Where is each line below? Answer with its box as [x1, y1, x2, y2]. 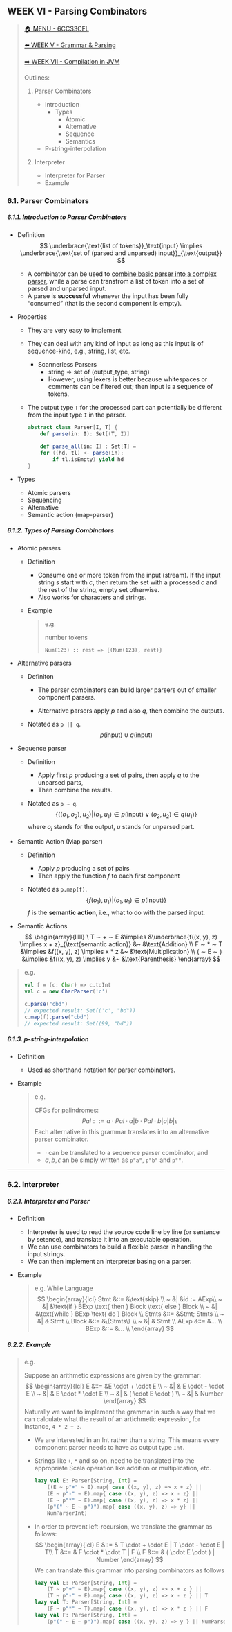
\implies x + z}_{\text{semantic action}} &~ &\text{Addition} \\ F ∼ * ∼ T [19, 940, 223, 948]
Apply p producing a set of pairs [37, 865, 130, 873]
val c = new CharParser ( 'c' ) [23, 988, 108, 996]
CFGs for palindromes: [34, 1106, 99, 1115]
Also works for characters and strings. [37, 593, 147, 601]
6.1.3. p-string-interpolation [7, 1035, 89, 1043]
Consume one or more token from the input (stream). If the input [37, 571, 221, 579]
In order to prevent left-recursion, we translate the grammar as [34, 1522, 213, 1531]
